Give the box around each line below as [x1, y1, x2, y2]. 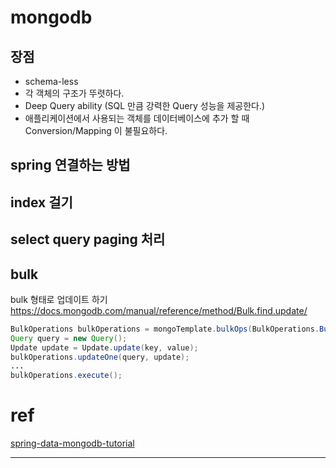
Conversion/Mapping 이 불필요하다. [24, 125, 168, 136]
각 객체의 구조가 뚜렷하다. [24, 87, 125, 99]
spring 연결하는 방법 [10, 157, 131, 174]
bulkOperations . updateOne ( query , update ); [10, 352, 190, 362]
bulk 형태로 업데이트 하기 [10, 293, 108, 305]
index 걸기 [10, 194, 73, 211]
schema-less [24, 76, 79, 87]
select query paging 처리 [10, 231, 166, 248]
